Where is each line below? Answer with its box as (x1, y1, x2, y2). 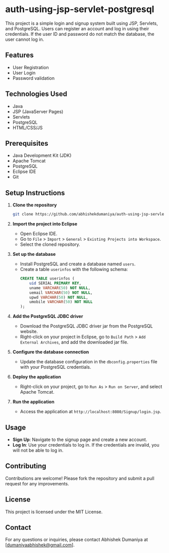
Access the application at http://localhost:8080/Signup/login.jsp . (20, 409, 161, 415)
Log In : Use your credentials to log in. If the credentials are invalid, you (12, 442, 160, 448)
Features (5, 51, 34, 60)
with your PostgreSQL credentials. (20, 364, 91, 370)
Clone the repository (12, 202, 57, 208)
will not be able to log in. (12, 448, 64, 453)
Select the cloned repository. (20, 241, 81, 248)
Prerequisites (5, 139, 48, 147)
